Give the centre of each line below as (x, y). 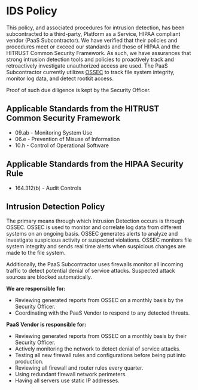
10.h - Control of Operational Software (62, 145)
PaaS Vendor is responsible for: (46, 325)
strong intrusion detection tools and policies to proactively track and (90, 59)
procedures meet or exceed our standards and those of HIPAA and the (93, 47)
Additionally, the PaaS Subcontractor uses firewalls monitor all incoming (95, 264)
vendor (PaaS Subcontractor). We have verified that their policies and (92, 40)
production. (29, 362)
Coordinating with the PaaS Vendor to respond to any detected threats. (102, 313)
